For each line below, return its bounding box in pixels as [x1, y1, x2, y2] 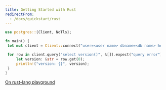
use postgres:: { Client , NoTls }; [5, 30, 72, 35]
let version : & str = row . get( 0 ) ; [16, 57, 85, 61]
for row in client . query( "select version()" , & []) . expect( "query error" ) [7, 52, 163, 57]
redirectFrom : [5, 12, 35, 17]
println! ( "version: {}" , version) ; [16, 61, 90, 66]
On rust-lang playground [5, 79, 55, 85]
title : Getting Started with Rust [5, 7, 77, 12]
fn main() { [5, 39, 30, 44]
